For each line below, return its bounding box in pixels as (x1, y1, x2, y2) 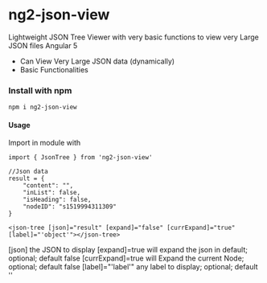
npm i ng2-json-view (8, 103, 78, 112)
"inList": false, (23, 189, 81, 197)
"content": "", (23, 182, 74, 190)
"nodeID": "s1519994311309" (23, 203, 117, 211)
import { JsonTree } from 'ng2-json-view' (8, 154, 153, 162)
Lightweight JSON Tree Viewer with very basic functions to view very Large (8, 32, 259, 42)
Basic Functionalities (19, 64, 88, 74)
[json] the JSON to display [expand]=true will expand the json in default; (8, 245, 248, 255)
